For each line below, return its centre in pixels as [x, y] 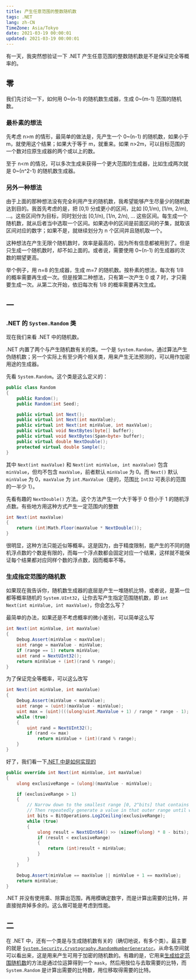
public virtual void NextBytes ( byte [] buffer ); [75, 431]
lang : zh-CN [20, 22]
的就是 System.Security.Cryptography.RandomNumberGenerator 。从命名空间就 [98, 948]
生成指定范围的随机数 [36, 577]
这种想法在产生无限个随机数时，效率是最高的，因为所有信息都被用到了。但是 [98, 243]
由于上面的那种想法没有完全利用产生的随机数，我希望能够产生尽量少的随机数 [98, 201]
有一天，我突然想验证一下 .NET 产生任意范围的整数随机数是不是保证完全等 [95, 56]
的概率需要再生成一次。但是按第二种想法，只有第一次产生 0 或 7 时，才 [91, 277]
